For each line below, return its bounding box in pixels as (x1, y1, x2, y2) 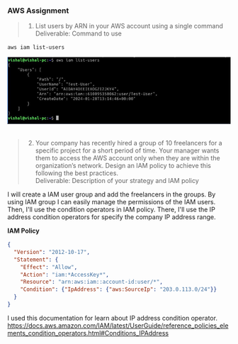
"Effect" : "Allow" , (20, 263, 78, 271)
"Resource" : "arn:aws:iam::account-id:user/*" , (20, 279, 163, 286)
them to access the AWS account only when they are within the (35, 154, 221, 162)
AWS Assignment (7, 6, 69, 16)
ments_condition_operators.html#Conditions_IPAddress (7, 328, 169, 337)
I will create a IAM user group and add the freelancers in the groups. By (7, 190, 216, 199)
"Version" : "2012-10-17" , (13, 248, 91, 255)
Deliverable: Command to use (35, 29, 123, 38)
